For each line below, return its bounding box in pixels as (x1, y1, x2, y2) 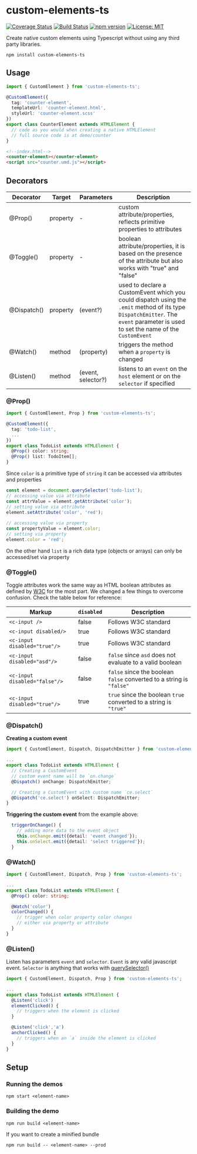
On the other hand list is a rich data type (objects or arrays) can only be (6, 547, 183, 554)
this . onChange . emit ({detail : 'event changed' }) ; (16, 833, 138, 839)
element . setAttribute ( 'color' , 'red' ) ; (6, 509, 104, 515)
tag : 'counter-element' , (11, 99, 72, 106)
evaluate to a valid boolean (108, 658, 182, 667)
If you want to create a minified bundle (6, 1130, 100, 1138)
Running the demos (6, 1080, 63, 1088)
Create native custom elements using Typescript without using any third (6, 34, 180, 41)
